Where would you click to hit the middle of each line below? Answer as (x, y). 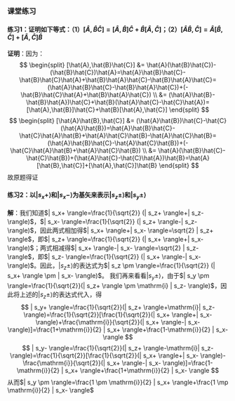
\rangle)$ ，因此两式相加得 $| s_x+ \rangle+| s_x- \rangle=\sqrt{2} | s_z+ (110, 230)
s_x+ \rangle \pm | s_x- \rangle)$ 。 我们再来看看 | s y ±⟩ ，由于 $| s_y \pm (108, 276)
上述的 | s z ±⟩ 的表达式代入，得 (61, 295)
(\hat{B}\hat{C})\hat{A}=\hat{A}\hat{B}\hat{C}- (118, 72)
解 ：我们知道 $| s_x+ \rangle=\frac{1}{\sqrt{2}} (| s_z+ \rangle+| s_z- (106, 213)
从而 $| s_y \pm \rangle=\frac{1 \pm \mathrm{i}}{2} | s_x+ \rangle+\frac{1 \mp (118, 382)
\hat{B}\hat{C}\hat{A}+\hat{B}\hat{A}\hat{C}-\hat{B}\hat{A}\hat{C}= (118, 80)
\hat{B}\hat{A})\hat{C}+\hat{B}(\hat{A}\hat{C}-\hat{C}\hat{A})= (118, 103)
